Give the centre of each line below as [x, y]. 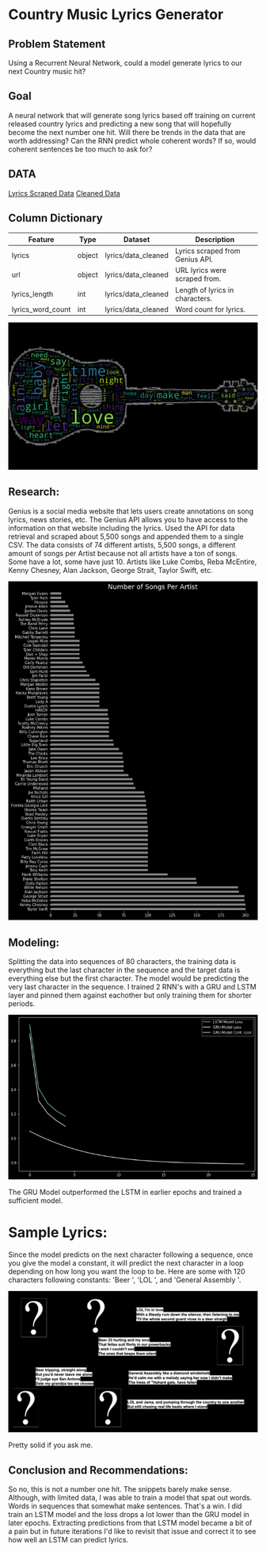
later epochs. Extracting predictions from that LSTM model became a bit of [130, 1523]
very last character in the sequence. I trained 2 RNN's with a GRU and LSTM [133, 986]
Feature [41, 239]
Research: [34, 492]
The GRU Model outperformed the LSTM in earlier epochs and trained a [125, 1192]
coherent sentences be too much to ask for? [80, 149]
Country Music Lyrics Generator [116, 15]
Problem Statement [57, 44]
